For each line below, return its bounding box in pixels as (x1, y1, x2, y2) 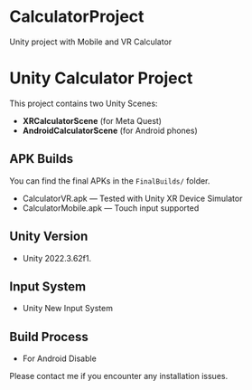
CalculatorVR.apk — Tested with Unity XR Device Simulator (22, 193, 243, 204)
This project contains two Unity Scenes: (9, 98, 158, 109)
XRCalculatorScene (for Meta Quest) (22, 115, 163, 126)
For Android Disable (22, 353, 97, 364)
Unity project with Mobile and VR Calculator (9, 36, 173, 47)
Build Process (9, 328, 89, 345)
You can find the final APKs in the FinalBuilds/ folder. (9, 175, 210, 186)
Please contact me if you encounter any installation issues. (9, 371, 229, 382)
